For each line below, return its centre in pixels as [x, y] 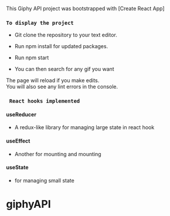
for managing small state [44, 180]
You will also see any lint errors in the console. [62, 87]
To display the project [40, 23]
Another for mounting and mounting [58, 154]
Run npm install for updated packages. [61, 46]
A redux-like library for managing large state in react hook [84, 127]
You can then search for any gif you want [64, 69]
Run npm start [32, 58]
